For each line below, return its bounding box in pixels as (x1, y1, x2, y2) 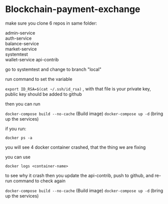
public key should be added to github (5, 91, 82, 97)
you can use (5, 154, 31, 160)
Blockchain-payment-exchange (5, 4, 140, 15)
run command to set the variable (5, 76, 73, 82)
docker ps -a (5, 135, 33, 140)
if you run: (5, 126, 27, 132)
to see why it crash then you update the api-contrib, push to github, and (5, 172, 154, 178)
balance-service (5, 40, 39, 46)
